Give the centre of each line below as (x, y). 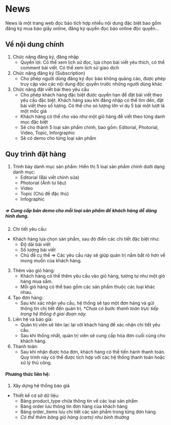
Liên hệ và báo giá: (33, 319)
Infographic (32, 199)
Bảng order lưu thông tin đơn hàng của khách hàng (74, 406)
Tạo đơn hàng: (28, 297)
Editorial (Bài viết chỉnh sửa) (50, 177)
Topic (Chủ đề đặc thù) (44, 193)
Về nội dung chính (35, 45)
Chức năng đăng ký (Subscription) (49, 73)
